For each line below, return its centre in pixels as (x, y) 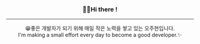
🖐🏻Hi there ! (100, 9)
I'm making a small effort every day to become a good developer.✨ (100, 35)
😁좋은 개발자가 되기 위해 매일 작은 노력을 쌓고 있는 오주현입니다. (100, 28)
